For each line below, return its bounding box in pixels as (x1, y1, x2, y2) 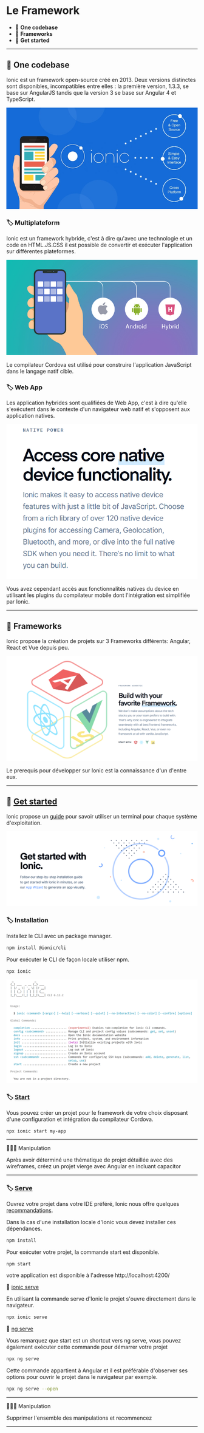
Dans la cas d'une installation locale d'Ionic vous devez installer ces (6, 1218, 176, 1225)
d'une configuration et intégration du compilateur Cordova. (6, 1115, 154, 1123)
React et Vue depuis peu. (6, 644, 70, 651)
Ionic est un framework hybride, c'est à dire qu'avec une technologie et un (6, 234, 193, 242)
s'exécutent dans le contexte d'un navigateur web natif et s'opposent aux (6, 405, 190, 413)
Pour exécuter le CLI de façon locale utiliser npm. (6, 956, 129, 963)
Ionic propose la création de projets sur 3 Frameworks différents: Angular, (6, 637, 191, 644)
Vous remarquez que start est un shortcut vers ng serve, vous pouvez (6, 1337, 182, 1344)
